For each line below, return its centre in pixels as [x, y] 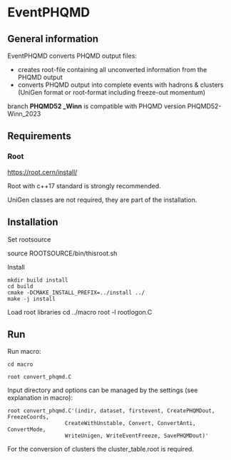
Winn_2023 [24, 114]
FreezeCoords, [29, 417]
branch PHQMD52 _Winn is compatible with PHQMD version [97, 106]
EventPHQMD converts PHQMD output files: [72, 56]
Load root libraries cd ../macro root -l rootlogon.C [80, 312]
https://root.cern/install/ [42, 172]
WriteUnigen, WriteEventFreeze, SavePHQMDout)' [137, 436]
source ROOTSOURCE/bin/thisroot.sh [62, 253]
